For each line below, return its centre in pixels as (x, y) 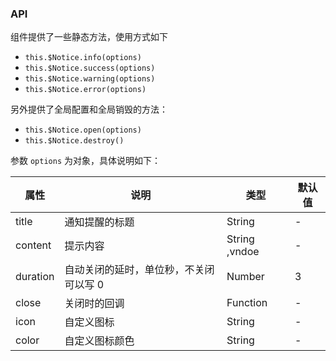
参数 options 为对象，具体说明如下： (85, 161)
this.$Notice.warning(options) (90, 79)
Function (247, 303)
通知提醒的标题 (99, 222)
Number (245, 277)
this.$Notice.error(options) (85, 90)
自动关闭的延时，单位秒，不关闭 (139, 270)
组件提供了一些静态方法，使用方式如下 (89, 37)
